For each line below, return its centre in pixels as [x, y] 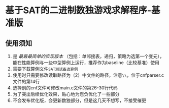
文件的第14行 [26, 82]
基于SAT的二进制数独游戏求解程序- [78, 10]
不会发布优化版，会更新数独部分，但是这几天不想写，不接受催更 [79, 100]
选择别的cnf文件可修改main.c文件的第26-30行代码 [65, 88]
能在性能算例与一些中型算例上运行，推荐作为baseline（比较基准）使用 [86, 63]
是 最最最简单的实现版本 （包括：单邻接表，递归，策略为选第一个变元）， [88, 56]
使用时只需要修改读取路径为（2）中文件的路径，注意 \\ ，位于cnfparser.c [88, 75]
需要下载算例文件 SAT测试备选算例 [45, 69]
